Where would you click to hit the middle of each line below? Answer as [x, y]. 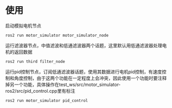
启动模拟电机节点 [23, 26]
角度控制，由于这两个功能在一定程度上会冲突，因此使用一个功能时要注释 [90, 78]
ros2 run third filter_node [35, 61]
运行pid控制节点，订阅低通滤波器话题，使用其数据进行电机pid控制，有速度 [84, 72]
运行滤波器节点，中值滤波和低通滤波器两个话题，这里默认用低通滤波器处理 [84, 45]
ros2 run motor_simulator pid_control [47, 100]
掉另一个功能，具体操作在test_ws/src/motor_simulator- [63, 84]
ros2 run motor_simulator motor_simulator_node [57, 35]
